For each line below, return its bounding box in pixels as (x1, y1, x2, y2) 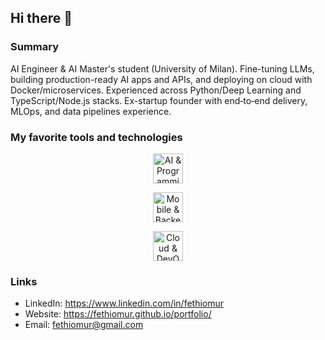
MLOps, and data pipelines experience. (10, 105, 172, 117)
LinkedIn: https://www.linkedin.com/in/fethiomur (24, 297, 225, 310)
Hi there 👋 (10, 10, 73, 27)
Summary (10, 40, 60, 54)
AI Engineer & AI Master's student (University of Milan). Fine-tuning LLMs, (10, 62, 315, 75)
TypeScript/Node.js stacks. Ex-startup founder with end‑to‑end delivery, (10, 94, 308, 106)
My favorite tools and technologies (10, 130, 183, 144)
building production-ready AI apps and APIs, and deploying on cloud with (10, 73, 313, 85)
